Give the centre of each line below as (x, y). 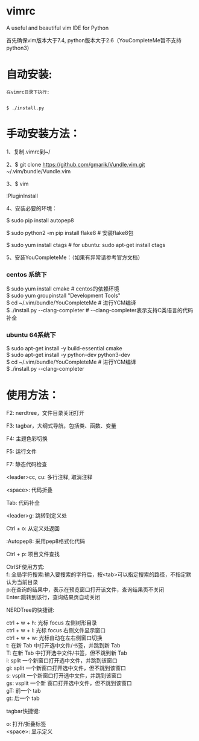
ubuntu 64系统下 (31, 335)
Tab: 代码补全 (23, 503)
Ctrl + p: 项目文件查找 (33, 554)
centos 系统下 (27, 274)
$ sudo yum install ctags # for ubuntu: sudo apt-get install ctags (86, 245)
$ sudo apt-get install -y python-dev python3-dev (68, 355)
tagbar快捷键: (23, 711)
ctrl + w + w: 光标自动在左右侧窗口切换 (54, 638)
